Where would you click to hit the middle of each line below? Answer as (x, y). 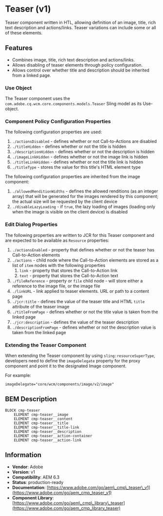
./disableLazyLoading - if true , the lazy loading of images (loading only (84, 207)
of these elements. (24, 33)
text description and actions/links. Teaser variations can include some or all (81, 27)
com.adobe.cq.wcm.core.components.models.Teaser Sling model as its (73, 104)
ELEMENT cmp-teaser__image (41, 414)
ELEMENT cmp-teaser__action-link (48, 440)
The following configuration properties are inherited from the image (72, 177)
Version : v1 (23, 472)
